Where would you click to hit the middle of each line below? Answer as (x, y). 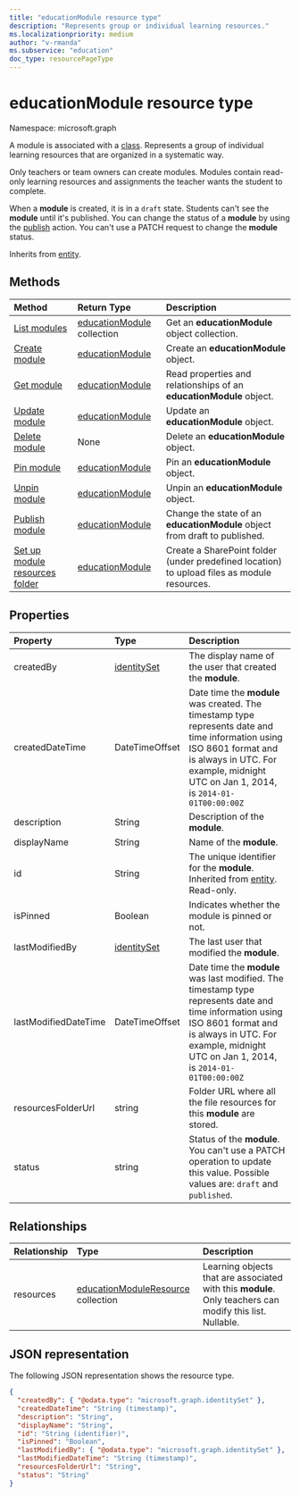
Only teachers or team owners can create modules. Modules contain (135, 171)
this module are (222, 1113)
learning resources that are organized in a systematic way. (117, 155)
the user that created (233, 666)
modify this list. (234, 1311)
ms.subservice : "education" (62, 51)
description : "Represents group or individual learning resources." (139, 26)
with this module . (239, 1289)
